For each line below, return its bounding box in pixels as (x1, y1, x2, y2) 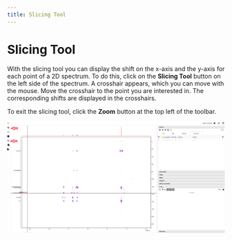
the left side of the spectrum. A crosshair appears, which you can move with (7, 79, 224, 88)
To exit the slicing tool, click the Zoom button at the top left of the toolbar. (7, 107, 217, 115)
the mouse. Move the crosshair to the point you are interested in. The (7, 86, 204, 94)
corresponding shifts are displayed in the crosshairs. (7, 94, 157, 102)
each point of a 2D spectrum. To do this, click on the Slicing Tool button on (7, 72, 221, 80)
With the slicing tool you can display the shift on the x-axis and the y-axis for (7, 64, 225, 72)
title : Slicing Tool (7, 11, 67, 18)
